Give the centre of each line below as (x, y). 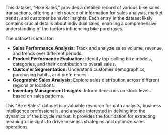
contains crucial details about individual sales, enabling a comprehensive (81, 23)
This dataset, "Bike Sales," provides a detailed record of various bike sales (82, 7)
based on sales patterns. (38, 96)
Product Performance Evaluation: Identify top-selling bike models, (82, 59)
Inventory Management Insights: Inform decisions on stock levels (82, 91)
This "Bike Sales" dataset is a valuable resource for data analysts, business (83, 106)
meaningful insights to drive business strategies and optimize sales (75, 122)
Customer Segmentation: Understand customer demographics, (79, 69)
